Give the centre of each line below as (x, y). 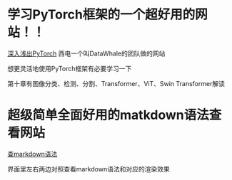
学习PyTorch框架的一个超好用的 (101, 15)
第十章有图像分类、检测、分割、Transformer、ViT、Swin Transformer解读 (116, 83)
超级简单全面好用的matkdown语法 (108, 115)
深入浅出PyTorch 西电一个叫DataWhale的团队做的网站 (86, 53)
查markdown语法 (32, 154)
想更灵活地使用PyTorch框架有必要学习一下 (70, 68)
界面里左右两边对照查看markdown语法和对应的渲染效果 (89, 169)
